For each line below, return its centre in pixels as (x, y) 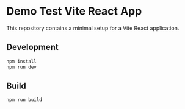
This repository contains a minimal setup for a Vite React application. (93, 28)
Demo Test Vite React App (74, 11)
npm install (21, 61)
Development (33, 47)
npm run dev (21, 67)
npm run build (24, 100)
